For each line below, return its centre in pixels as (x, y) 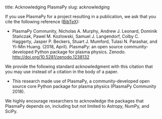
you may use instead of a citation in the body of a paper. (62, 72)
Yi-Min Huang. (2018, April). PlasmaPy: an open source (67, 47)
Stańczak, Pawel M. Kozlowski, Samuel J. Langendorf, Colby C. (76, 36)
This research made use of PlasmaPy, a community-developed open (81, 81)
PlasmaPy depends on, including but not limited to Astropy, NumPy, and (77, 106)
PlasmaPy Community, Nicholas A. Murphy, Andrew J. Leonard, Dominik (85, 31)
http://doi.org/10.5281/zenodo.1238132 (51, 57)
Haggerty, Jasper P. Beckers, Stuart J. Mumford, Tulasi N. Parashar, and (85, 41)
